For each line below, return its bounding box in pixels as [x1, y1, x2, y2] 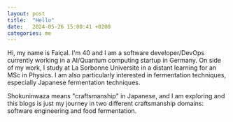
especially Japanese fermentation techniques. [7, 78, 141, 87]
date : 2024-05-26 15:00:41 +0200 [7, 23, 111, 30]
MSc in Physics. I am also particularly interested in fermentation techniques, [7, 71, 226, 79]
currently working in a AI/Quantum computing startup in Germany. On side [7, 56, 222, 65]
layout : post [7, 10, 45, 17]
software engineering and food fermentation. [7, 107, 137, 115]
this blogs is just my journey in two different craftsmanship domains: [7, 99, 204, 108]
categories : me [7, 29, 52, 37]
